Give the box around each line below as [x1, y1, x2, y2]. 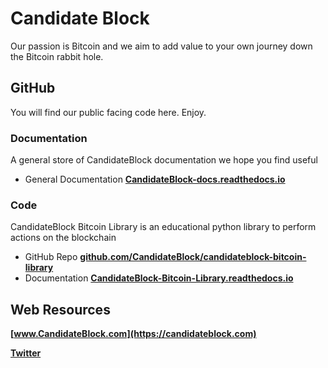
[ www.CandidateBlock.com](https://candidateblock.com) [10, 328, 257, 340]
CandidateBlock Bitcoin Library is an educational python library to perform [10, 221, 317, 233]
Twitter [10, 347, 42, 359]
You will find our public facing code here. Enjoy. [10, 106, 207, 118]
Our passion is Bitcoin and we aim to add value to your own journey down [10, 40, 313, 52]
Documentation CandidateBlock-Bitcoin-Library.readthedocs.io [24, 272, 294, 284]
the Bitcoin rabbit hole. [10, 50, 104, 62]
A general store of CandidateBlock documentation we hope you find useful [10, 154, 318, 166]
